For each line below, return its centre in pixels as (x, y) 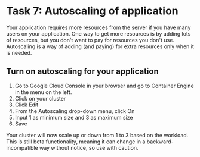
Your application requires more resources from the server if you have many (99, 27)
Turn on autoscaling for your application (83, 72)
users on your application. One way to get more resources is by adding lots (99, 33)
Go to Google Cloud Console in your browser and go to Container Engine (104, 86)
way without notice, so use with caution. (89, 147)
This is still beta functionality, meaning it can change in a (76, 142)
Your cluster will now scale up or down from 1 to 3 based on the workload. (97, 135)
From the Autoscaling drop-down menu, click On (75, 111)
